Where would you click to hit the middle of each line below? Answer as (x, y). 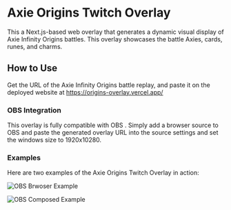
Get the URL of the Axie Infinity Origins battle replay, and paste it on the (109, 85)
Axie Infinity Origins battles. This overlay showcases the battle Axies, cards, (115, 39)
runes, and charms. (35, 46)
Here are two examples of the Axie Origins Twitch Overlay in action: (103, 173)
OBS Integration (34, 110)
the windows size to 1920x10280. (54, 140)
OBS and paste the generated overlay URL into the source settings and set (113, 133)
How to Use (32, 68)
